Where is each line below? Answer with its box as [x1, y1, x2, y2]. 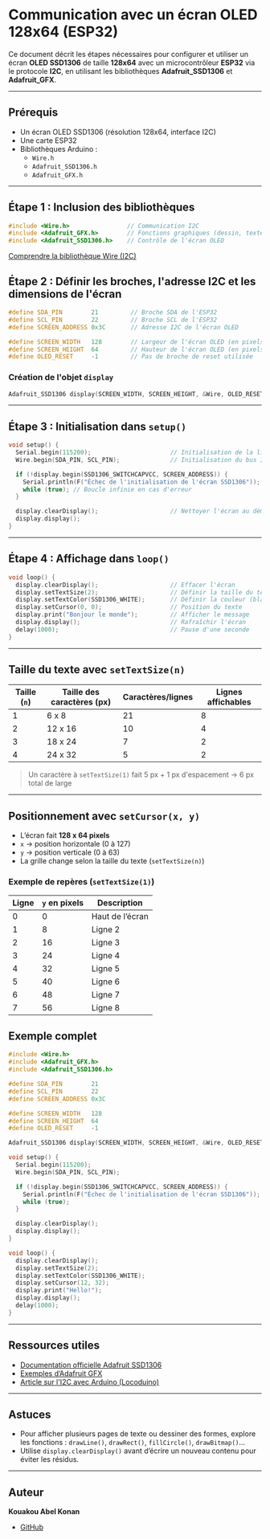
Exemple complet [8, 1029, 98, 1043]
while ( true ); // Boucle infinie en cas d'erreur [22, 485, 193, 493]
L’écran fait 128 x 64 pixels [19, 831, 110, 840]
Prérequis [8, 106, 59, 120]
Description [96, 897, 143, 908]
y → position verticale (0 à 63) [19, 847, 121, 857]
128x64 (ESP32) [8, 22, 119, 41]
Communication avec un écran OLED [8, 6, 258, 24]
